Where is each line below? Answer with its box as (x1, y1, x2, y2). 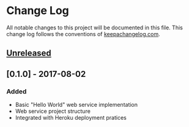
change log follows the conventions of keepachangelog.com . (6, 30, 160, 37)
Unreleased (6, 48, 52, 59)
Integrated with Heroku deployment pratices (15, 114, 127, 122)
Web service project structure (15, 107, 91, 115)
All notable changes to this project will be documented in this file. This (6, 24, 183, 31)
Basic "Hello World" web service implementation (15, 101, 138, 109)
